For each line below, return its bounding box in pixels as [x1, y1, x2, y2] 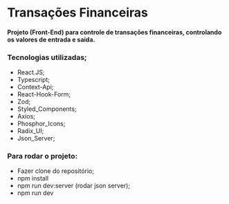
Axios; [17, 112, 36, 121]
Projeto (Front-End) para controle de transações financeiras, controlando [7, 28, 222, 36]
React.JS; [17, 68, 45, 76]
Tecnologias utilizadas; [7, 52, 87, 62]
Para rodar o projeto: [7, 152, 78, 161]
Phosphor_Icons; [17, 119, 66, 128]
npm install [17, 174, 49, 183]
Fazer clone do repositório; [17, 167, 95, 175]
